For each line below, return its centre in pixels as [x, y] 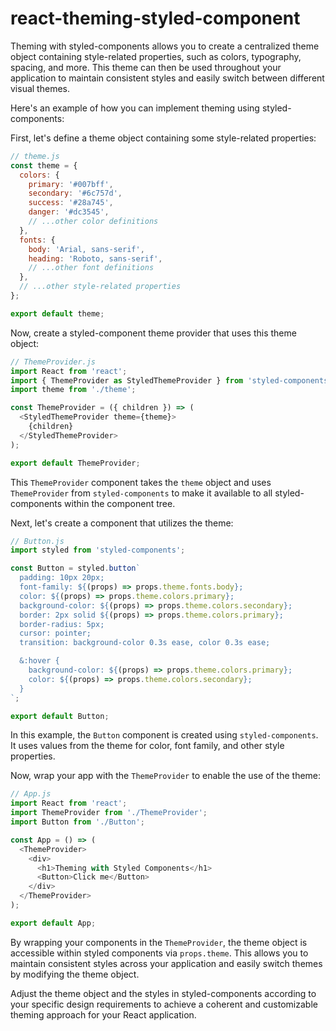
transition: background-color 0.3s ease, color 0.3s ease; [145, 643]
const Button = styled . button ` [75, 568]
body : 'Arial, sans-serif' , [86, 249]
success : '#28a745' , [71, 203]
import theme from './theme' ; [73, 390]
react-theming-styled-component [155, 18]
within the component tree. [120, 503]
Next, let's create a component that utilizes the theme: [122, 523]
